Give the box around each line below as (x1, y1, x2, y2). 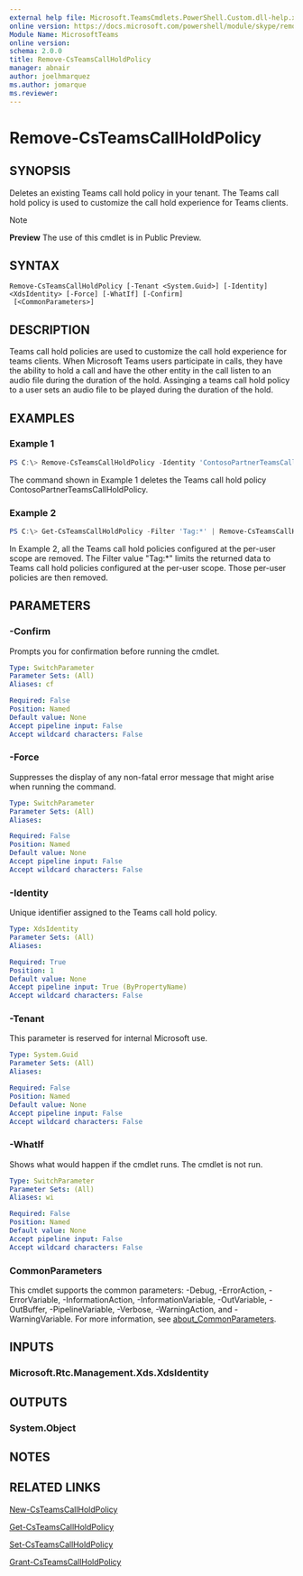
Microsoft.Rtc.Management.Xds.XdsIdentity (9, 1367, 209, 1379)
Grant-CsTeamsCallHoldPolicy (9, 1556, 122, 1567)
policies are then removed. (9, 572, 108, 583)
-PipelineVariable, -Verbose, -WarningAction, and (49, 1304, 233, 1315)
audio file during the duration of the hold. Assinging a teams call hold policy (9, 375, 290, 386)
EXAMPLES (9, 410, 75, 426)
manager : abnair (9, 64, 70, 73)
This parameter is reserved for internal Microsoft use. (9, 1033, 208, 1044)
